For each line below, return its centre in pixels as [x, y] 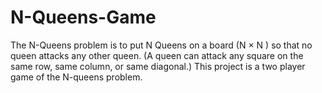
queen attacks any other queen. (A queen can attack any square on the [157, 55]
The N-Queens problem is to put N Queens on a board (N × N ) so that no [161, 45]
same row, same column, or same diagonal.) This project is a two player [158, 66]
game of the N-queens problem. [76, 77]
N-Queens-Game [83, 17]
